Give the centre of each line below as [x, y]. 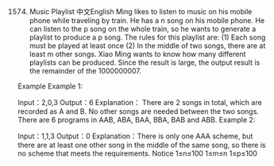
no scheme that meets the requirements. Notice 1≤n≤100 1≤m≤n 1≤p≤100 [138, 153]
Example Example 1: [50, 86]
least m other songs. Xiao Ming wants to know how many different [137, 54]
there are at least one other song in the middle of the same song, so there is [142, 145]
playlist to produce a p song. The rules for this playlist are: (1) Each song [147, 37]
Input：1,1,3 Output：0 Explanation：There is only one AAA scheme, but [135, 136]
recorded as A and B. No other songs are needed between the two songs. [139, 111]
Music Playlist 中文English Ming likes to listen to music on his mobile [141, 11]
